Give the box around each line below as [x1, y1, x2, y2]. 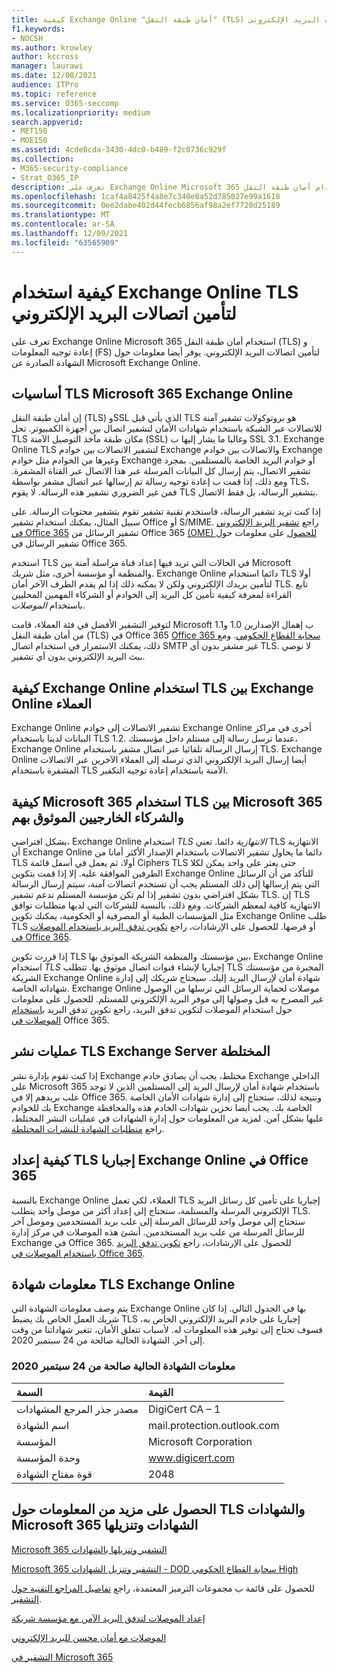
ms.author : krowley [11, 42, 93, 53]
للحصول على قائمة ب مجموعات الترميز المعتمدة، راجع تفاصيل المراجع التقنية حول [11, 1582, 315, 1594]
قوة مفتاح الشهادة [16, 1467, 93, 1481]
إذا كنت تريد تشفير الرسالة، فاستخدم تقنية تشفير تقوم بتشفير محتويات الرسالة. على [11, 506, 321, 518]
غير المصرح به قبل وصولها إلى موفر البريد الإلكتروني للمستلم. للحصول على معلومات [11, 993, 324, 1005]
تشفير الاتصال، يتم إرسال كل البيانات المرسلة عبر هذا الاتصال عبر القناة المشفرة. [11, 465, 311, 477]
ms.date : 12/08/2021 [11, 71, 98, 81]
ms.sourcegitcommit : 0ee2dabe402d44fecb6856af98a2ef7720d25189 [11, 201, 281, 211]
